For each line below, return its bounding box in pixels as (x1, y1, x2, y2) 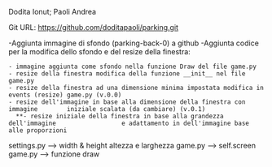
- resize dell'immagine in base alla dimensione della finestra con (8, 98, 246, 106)
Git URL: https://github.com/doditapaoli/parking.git (8, 23, 179, 32)
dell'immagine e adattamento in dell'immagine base (8, 119, 250, 127)
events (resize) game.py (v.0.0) (8, 91, 122, 99)
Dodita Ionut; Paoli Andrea (8, 7, 96, 16)
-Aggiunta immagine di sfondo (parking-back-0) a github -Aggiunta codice (8, 38, 259, 48)
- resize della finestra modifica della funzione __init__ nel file (8, 70, 246, 78)
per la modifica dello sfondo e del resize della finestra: (8, 47, 191, 56)
